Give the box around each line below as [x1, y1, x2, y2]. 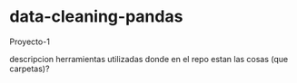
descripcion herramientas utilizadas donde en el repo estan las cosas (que [9, 53, 289, 64]
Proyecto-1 [9, 36, 50, 47]
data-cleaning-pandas [9, 6, 183, 27]
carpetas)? [9, 63, 50, 74]
